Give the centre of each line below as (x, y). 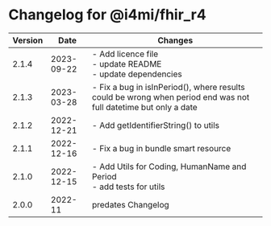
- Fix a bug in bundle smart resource (161, 148)
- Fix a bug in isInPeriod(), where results (168, 87)
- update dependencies (137, 74)
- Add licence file (125, 54)
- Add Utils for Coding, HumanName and (169, 166)
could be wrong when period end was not (171, 97)
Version (28, 40)
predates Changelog (130, 204)
